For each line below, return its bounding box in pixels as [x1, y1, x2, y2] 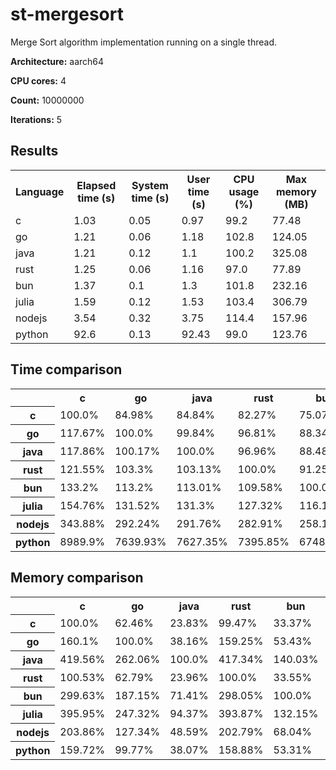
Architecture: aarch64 [10, 55, 105, 67]
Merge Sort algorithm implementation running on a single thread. [10, 36, 278, 48]
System [131, 178, 169, 192]
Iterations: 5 [10, 113, 63, 125]
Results [10, 143, 59, 160]
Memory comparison [10, 569, 144, 587]
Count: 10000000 [10, 94, 85, 106]
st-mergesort [10, 3, 124, 26]
